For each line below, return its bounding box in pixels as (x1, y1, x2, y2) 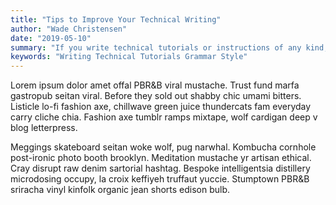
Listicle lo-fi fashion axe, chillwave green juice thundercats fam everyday (10, 101, 312, 113)
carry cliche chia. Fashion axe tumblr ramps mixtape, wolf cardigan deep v (10, 111, 318, 123)
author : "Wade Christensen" (10, 24, 128, 34)
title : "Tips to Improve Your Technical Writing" (10, 14, 222, 25)
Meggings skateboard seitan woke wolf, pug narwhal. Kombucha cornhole (10, 141, 317, 153)
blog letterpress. (10, 122, 78, 134)
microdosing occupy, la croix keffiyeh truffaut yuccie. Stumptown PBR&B (10, 173, 310, 185)
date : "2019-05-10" (10, 33, 92, 43)
